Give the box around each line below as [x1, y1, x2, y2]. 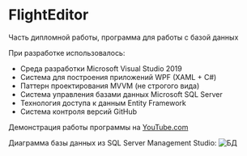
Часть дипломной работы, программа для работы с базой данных [8, 32, 239, 42]
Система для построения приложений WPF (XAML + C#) [19, 72, 217, 82]
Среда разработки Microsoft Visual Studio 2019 [19, 63, 182, 74]
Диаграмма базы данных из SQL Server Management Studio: [8, 137, 217, 147]
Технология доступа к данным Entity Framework [19, 98, 186, 108]
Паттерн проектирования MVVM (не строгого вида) [19, 81, 200, 91]
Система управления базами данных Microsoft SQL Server [19, 89, 223, 99]
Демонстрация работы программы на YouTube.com [8, 122, 189, 132]
